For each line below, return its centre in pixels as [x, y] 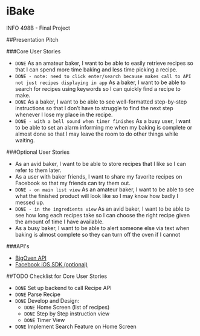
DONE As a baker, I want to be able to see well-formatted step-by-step [101, 102]
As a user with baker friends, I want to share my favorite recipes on [98, 176]
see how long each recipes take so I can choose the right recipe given [102, 215]
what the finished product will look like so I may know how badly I [97, 196]
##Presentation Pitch [32, 39]
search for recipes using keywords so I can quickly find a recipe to [98, 88]
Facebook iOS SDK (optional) [51, 264]
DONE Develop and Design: [47, 300]
